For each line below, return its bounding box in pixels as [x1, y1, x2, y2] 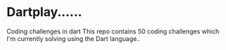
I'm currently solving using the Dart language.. [6, 34, 141, 42]
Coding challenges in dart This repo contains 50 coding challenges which [6, 27, 220, 35]
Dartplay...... [6, 4, 82, 20]
